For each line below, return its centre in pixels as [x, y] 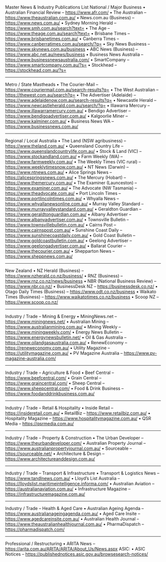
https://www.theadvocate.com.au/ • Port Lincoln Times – [63, 193]
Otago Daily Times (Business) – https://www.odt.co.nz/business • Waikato [81, 292]
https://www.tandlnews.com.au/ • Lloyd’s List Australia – [62, 478]
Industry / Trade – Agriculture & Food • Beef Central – [60, 373]
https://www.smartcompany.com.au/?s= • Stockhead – [61, 65]
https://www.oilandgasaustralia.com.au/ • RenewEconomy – [66, 343]
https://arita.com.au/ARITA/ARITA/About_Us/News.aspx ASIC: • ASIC [75, 549]
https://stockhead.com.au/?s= [36, 70]
